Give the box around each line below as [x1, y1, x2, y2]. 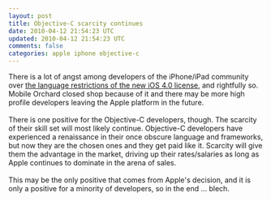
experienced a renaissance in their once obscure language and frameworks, [8, 132, 264, 142]
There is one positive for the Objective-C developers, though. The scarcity [8, 115, 257, 124]
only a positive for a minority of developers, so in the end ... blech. [8, 184, 230, 193]
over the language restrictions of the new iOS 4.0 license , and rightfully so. [8, 80, 259, 90]
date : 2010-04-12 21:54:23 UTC [8, 27, 114, 35]
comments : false [8, 42, 63, 50]
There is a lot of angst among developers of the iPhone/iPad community [8, 72, 249, 81]
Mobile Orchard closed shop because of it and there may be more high [8, 89, 245, 98]
